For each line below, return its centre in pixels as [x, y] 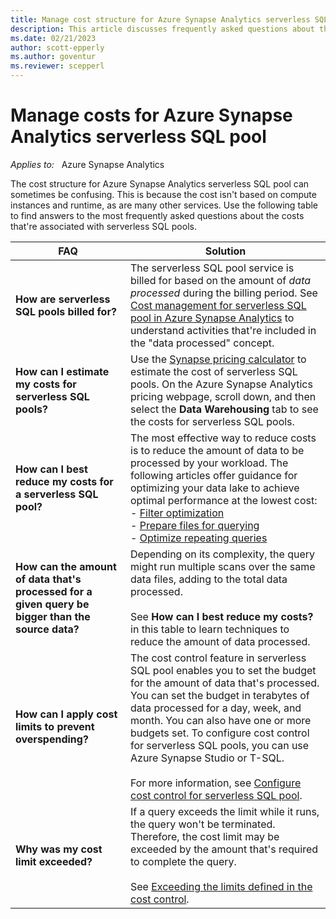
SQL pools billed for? [66, 311]
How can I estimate [62, 371]
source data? [47, 629]
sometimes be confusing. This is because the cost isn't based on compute [163, 194]
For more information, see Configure [216, 783]
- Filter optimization [177, 513]
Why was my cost [59, 849]
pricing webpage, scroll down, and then [223, 396]
